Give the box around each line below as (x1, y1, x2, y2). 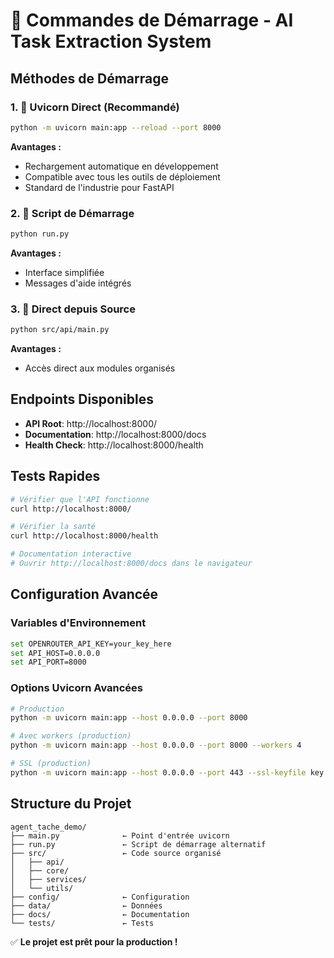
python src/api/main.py (10, 325, 110, 335)
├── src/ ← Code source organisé (10, 848, 222, 858)
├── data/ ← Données (10, 900, 163, 911)
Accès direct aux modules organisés (24, 362, 176, 374)
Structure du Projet (10, 795, 132, 813)
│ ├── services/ (10, 874, 87, 884)
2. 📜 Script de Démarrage (10, 206, 135, 220)
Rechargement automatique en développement (24, 160, 219, 172)
